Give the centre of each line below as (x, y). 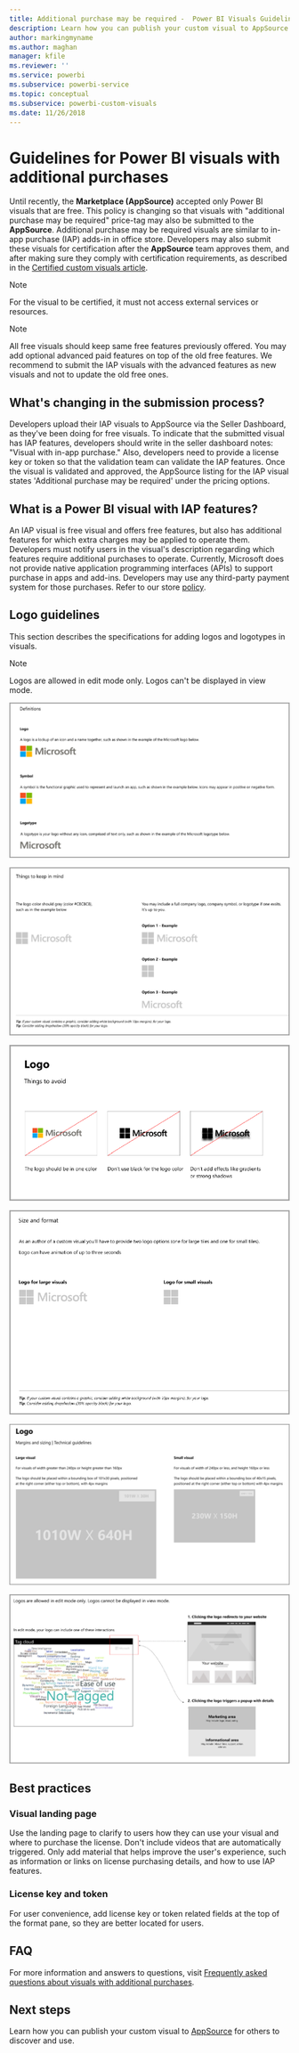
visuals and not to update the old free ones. (89, 375)
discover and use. (42, 2041)
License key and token (59, 1894)
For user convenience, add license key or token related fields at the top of (145, 1913)
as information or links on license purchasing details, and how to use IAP (142, 1862)
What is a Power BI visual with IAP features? (133, 509)
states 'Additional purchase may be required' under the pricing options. (140, 481)
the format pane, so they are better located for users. (107, 1923)
